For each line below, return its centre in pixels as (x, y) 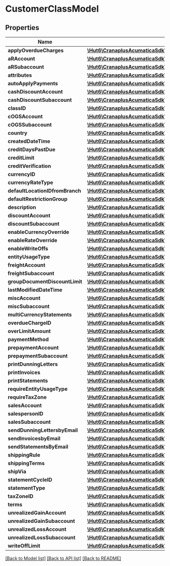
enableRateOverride (33, 240)
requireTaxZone (27, 397)
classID (17, 108)
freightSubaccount (31, 273)
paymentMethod (28, 339)
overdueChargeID (30, 323)
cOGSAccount (25, 116)
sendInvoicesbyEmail (34, 438)
